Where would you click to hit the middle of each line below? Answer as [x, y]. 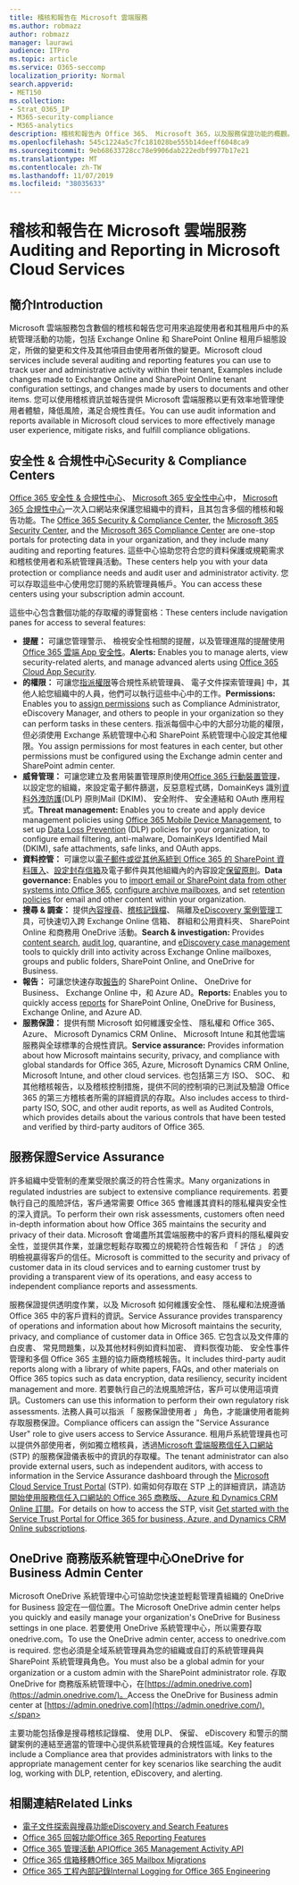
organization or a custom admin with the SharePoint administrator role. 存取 [148, 1672]
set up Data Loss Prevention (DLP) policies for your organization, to [146, 829]
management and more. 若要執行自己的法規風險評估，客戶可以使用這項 [140, 1388]
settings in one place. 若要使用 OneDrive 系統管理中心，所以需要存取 [136, 1627]
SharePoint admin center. [69, 765]
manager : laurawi [42, 42]
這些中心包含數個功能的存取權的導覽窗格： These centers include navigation [149, 612]
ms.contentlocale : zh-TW [55, 167]
